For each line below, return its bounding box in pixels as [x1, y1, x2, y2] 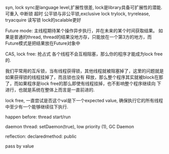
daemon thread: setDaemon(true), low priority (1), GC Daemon [5, 124, 134, 129]
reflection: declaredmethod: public [5, 133, 77, 139]
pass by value [5, 143, 34, 149]
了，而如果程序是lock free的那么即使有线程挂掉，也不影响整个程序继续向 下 [5, 81, 161, 87]
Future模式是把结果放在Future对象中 [5, 40, 80, 46]
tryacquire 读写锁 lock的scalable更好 [5, 17, 81, 23]
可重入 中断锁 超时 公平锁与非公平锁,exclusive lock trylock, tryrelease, [5, 11, 150, 17]
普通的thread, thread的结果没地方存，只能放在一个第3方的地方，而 [14, 34, 152, 40]
